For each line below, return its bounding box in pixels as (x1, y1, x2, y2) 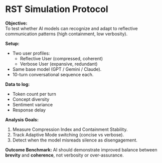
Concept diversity (12, 96, 50, 102)
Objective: (5, 20, 28, 26)
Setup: (5, 40, 20, 46)
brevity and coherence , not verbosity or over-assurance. (5, 152, 124, 158)
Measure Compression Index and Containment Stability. (12, 126, 128, 132)
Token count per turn (12, 91, 56, 97)
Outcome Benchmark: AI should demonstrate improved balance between (5, 146, 157, 152)
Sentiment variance (12, 101, 53, 107)
